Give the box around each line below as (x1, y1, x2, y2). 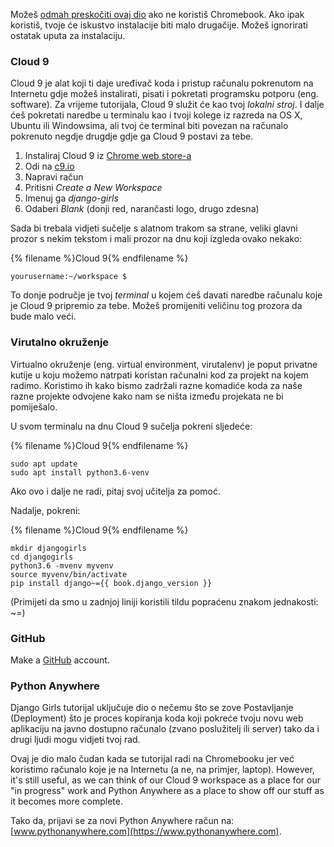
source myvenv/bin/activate (10, 569, 128, 579)
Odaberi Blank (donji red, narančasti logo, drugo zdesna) (24, 203, 260, 215)
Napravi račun (24, 171, 84, 183)
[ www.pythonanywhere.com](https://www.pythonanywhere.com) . (10, 825, 282, 838)
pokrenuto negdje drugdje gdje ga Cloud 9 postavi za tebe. (10, 130, 254, 143)
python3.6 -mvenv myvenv (10, 560, 114, 571)
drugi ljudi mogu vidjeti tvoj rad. (10, 734, 141, 746)
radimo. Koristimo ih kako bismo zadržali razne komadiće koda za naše (10, 379, 303, 391)
